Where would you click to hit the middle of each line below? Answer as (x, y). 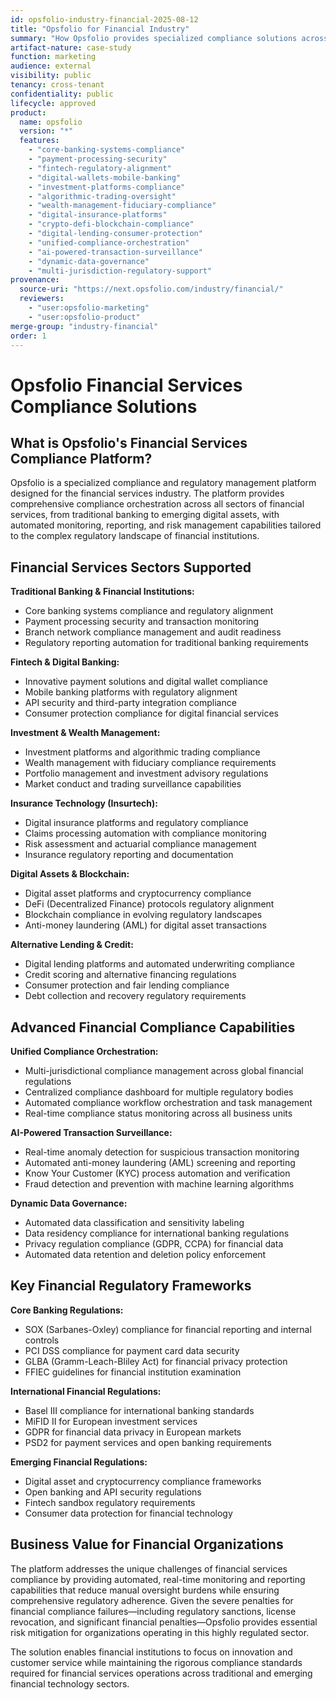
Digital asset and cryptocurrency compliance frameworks (143, 1481)
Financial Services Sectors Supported (131, 567)
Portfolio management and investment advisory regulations (146, 773)
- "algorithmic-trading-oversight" (102, 196)
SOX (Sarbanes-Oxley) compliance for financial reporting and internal (168, 1329)
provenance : (35, 280)
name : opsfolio (51, 122)
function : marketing (53, 57)
